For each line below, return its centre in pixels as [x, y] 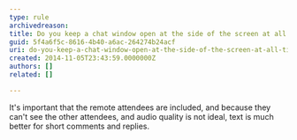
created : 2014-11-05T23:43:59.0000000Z [83, 58]
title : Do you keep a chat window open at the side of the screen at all [148, 33]
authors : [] [31, 67]
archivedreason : [39, 26]
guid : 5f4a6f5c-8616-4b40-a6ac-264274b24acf [92, 42]
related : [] [31, 75]
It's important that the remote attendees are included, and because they [140, 107]
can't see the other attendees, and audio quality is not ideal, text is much [141, 116]
